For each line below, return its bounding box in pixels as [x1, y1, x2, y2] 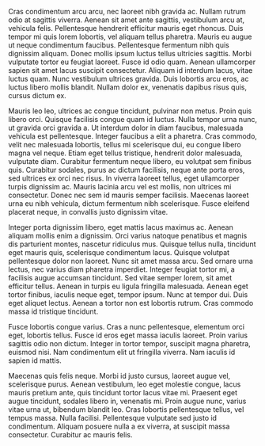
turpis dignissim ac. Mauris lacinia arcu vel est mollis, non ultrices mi [8, 182, 232, 191]
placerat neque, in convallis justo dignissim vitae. [8, 208, 168, 216]
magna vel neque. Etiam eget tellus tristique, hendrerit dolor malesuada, [8, 148, 243, 158]
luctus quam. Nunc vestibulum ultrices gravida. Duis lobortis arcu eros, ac [8, 74, 249, 83]
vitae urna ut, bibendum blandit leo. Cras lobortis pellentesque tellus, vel [8, 405, 244, 414]
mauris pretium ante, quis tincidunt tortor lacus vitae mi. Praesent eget [8, 388, 238, 397]
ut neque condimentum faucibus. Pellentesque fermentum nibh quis [8, 40, 229, 50]
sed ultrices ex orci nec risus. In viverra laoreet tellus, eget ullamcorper [8, 173, 240, 183]
